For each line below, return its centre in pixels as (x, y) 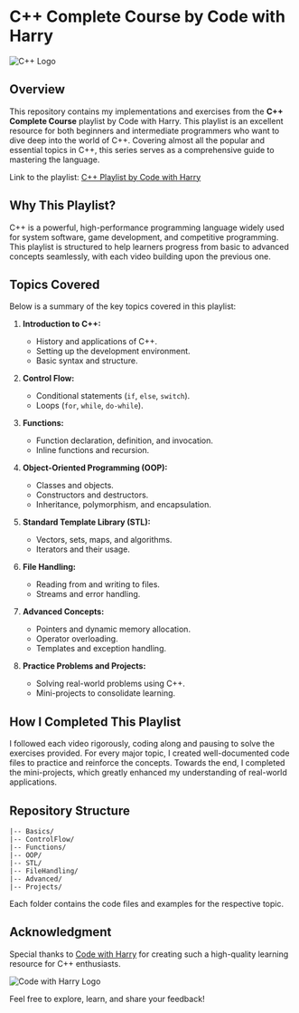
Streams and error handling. (88, 594)
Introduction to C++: (61, 324)
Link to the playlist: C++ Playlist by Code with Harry (105, 177)
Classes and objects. (75, 486)
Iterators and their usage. (83, 549)
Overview (37, 89)
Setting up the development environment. (113, 352)
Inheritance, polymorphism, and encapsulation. (124, 505)
